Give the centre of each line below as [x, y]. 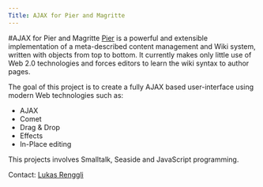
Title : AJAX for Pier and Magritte [67, 15]
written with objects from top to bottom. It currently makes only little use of [130, 54]
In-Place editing [45, 144]
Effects [31, 136]
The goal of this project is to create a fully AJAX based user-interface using [131, 87]
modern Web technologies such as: [66, 95]
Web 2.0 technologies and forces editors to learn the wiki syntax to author [129, 63]
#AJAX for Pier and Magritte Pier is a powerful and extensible [108, 38]
